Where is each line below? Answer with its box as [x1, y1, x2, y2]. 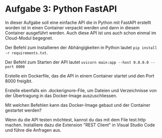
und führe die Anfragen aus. [5, 127, 62, 133]
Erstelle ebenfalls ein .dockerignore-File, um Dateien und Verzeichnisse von [5, 87, 157, 93]
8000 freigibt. [5, 78, 33, 84]
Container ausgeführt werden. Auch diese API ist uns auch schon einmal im [5, 30, 157, 36]
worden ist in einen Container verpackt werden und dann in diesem [5, 24, 140, 30]
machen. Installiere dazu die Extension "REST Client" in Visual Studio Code [5, 122, 155, 128]
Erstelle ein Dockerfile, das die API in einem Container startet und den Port [5, 73, 155, 79]
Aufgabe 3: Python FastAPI [5, 3, 117, 15]
